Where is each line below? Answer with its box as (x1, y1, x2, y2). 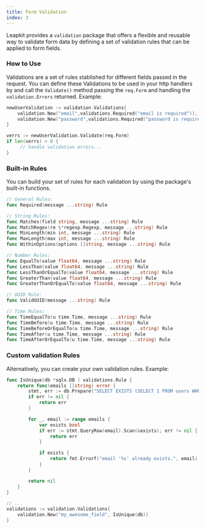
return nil (28, 478, 56, 484)
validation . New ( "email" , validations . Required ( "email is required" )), (17, 110, 198, 117)
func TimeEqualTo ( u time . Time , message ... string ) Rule (6, 314, 151, 320)
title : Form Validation (6, 9, 67, 15)
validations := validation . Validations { (6, 506, 111, 513)
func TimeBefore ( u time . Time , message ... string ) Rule (6, 320, 149, 326)
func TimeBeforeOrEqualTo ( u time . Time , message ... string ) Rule (6, 325, 173, 331)
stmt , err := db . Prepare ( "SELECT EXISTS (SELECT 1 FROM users (28, 388, 190, 394)
